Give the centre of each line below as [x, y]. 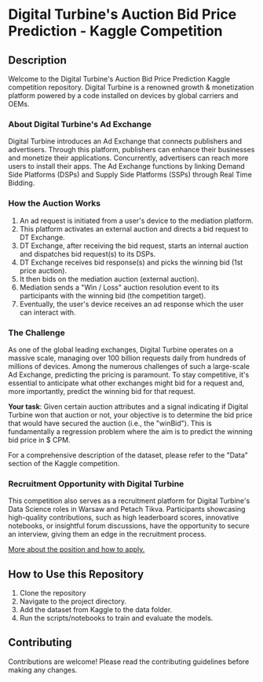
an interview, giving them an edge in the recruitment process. [107, 534]
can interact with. [47, 312]
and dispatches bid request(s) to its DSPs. [88, 253]
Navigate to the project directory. [73, 601]
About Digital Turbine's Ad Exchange [80, 124]
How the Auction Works [54, 203]
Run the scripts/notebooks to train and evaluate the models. [116, 618]
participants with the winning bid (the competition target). [113, 295]
